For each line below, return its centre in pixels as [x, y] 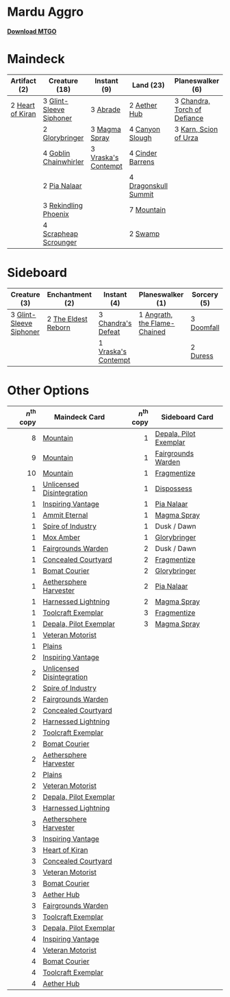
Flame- [163, 323]
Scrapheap [61, 234]
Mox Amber [62, 537]
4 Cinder [143, 153]
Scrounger [60, 242]
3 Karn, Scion [196, 129]
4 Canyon [145, 129]
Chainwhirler [63, 162]
